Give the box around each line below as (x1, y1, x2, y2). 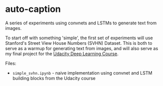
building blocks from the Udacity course (12, 75, 96, 81)
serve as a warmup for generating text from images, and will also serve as (5, 45, 158, 51)
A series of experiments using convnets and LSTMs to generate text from (5, 20, 157, 26)
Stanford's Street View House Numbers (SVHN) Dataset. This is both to (5, 40, 152, 46)
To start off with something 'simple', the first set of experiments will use (5, 35, 153, 41)
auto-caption (5, 3, 61, 15)
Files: (5, 60, 17, 66)
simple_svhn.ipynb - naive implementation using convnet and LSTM (12, 70, 152, 76)
